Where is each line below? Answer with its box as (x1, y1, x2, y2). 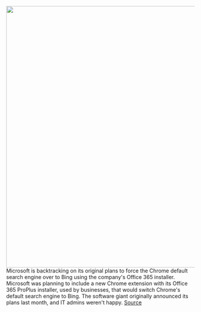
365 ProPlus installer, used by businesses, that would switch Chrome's (6, 286, 181, 293)
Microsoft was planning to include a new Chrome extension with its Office (6, 280, 188, 287)
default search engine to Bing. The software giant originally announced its (6, 293, 188, 299)
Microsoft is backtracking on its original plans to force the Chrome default (6, 267, 188, 274)
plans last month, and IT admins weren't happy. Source (6, 299, 142, 306)
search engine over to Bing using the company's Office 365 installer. (6, 274, 175, 280)
